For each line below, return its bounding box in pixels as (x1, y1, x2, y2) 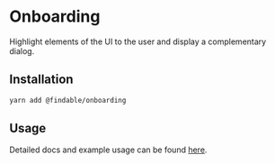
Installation (9, 72, 74, 87)
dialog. (9, 45, 35, 56)
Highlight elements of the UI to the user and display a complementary (9, 36, 267, 47)
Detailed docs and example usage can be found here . (9, 144, 208, 155)
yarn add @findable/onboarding (9, 96, 127, 105)
